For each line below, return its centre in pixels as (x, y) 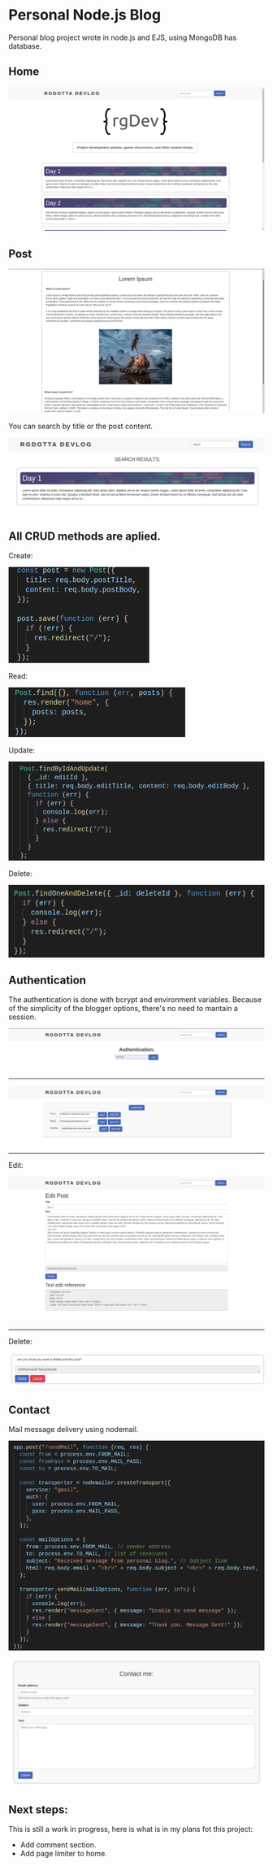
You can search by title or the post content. (80, 426)
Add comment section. (58, 1845)
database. (25, 46)
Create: (21, 555)
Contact (29, 1410)
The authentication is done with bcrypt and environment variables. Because (135, 1000)
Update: (22, 750)
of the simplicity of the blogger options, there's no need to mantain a (123, 1009)
